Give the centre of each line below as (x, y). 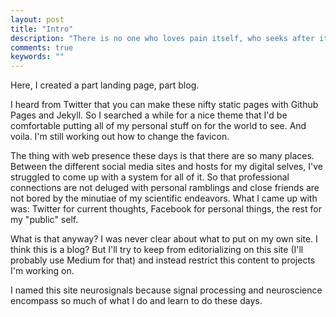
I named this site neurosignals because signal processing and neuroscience (166, 290)
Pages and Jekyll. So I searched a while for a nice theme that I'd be (149, 115)
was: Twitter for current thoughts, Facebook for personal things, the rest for (166, 209)
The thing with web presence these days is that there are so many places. (162, 156)
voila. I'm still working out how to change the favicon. (120, 137)
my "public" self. (44, 220)
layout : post (37, 19)
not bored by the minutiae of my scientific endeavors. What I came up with (164, 198)
